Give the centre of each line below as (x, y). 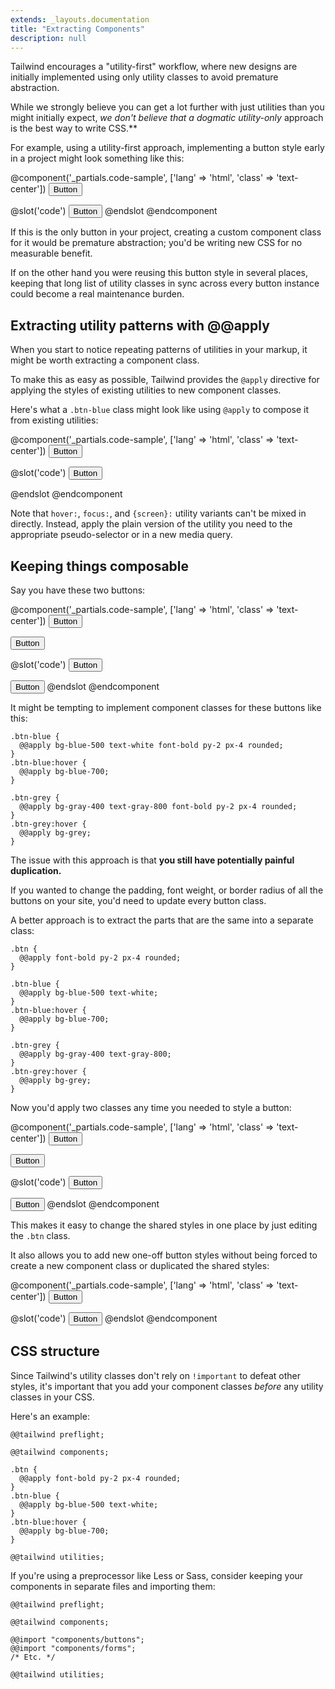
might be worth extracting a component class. (105, 360)
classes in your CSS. (52, 1397)
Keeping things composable (100, 566)
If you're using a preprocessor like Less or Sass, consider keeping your (157, 1575)
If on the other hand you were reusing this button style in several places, (159, 273)
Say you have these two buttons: (78, 590)
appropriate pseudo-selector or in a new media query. (121, 535)
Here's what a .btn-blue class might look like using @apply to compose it (160, 410)
